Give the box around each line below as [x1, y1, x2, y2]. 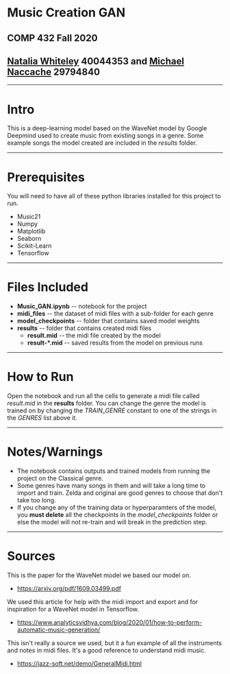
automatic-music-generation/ [16, 626, 101, 634]
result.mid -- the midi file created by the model [27, 332, 161, 340]
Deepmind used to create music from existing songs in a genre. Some [7, 132, 204, 140]
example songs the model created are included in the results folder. [7, 139, 197, 147]
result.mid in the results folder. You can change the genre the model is [7, 399, 207, 408]
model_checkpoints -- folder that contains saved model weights [16, 317, 200, 325]
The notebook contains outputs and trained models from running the [16, 467, 211, 475]
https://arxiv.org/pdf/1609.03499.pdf [16, 585, 122, 593]
